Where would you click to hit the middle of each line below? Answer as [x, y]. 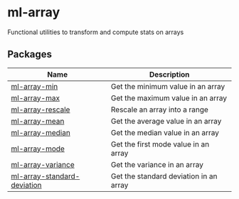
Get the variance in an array [157, 164]
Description [169, 74]
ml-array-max [36, 98]
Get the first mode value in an [160, 144]
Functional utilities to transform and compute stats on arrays [96, 32]
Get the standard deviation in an [164, 176]
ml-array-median [41, 132]
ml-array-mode [38, 149]
